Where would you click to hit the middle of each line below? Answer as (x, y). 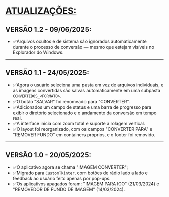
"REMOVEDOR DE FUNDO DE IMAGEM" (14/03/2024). (69, 189)
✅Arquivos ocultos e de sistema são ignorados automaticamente (79, 41)
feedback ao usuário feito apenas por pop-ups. (61, 178)
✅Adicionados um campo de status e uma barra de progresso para (82, 107)
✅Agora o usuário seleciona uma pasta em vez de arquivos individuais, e (88, 85)
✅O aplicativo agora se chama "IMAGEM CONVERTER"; (70, 167)
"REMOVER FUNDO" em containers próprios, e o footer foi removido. (84, 134)
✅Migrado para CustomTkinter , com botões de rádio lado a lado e (80, 173)
